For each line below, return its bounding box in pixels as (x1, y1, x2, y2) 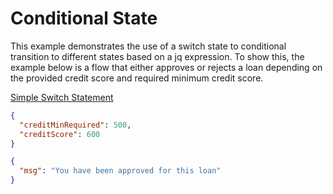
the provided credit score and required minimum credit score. (10, 72, 264, 84)
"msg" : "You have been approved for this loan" (19, 166, 222, 176)
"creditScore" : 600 (19, 129, 101, 139)
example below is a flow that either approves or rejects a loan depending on (10, 61, 323, 73)
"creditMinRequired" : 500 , (19, 120, 132, 130)
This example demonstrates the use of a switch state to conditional (10, 40, 287, 52)
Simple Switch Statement (10, 91, 114, 103)
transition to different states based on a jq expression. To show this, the (10, 50, 305, 62)
